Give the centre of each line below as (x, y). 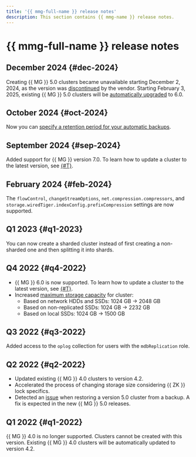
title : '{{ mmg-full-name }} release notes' (61, 11)
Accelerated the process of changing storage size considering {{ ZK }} (100, 385)
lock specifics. (32, 391)
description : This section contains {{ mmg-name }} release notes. (90, 17)
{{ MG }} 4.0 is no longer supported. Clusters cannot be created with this (94, 436)
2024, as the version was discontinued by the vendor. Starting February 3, (96, 88)
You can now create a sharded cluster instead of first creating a (83, 243)
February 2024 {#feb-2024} (59, 184)
